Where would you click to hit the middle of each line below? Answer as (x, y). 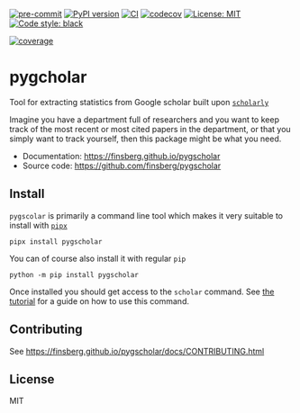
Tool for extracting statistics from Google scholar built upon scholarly (139, 102)
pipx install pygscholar (56, 242)
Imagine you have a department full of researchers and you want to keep (144, 119)
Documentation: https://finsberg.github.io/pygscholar (121, 156)
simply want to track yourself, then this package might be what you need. (145, 139)
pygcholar (48, 77)
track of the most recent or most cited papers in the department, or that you (150, 129)
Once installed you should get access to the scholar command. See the (142, 292)
